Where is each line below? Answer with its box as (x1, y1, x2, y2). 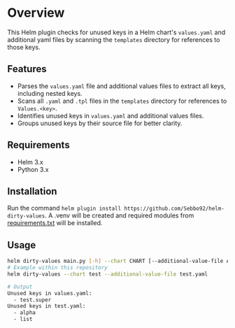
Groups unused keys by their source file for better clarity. (17, 119, 183, 127)
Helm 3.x (17, 157, 43, 166)
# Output (7, 283, 33, 290)
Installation (7, 185, 57, 197)
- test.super (13, 296, 52, 304)
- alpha (13, 309, 36, 316)
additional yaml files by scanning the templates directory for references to (7, 35, 220, 43)
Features (7, 63, 47, 75)
